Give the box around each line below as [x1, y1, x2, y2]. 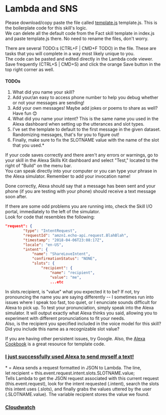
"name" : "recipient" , [49, 270, 95, 275]
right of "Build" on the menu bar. [5, 163, 72, 169]
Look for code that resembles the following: [5, 214, 95, 220]
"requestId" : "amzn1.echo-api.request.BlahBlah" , [23, 233, 128, 238]
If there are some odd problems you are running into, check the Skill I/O [5, 203, 152, 209]
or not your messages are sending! [12, 100, 84, 106]
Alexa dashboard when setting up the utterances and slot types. [12, 121, 145, 127]
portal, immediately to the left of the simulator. [5, 209, 100, 215]
